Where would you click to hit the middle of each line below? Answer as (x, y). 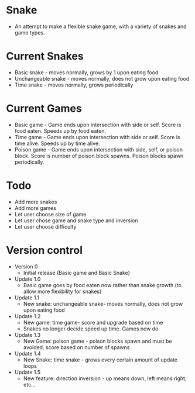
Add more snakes (36, 202)
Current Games (44, 108)
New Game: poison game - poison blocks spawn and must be (97, 341)
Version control (45, 250)
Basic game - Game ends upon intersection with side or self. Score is (98, 125)
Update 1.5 (28, 372)
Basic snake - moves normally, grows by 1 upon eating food (86, 72)
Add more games (35, 208)
